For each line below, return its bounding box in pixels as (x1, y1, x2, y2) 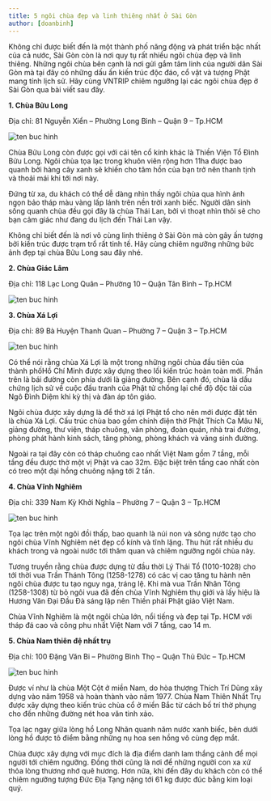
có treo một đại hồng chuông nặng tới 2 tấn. (8, 466, 155, 476)
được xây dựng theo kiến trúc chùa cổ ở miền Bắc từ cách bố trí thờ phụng (8, 700, 256, 710)
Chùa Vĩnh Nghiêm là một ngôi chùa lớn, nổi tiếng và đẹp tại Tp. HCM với (8, 612, 252, 621)
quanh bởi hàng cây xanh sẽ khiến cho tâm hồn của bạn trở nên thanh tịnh (8, 164, 256, 174)
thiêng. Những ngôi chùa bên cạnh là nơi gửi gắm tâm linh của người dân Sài (8, 58, 263, 69)
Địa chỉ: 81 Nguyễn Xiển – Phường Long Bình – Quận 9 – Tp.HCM (8, 116, 223, 125)
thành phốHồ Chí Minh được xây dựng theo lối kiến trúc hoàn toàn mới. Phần (8, 366, 263, 375)
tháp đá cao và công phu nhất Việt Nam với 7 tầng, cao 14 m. (8, 620, 212, 629)
